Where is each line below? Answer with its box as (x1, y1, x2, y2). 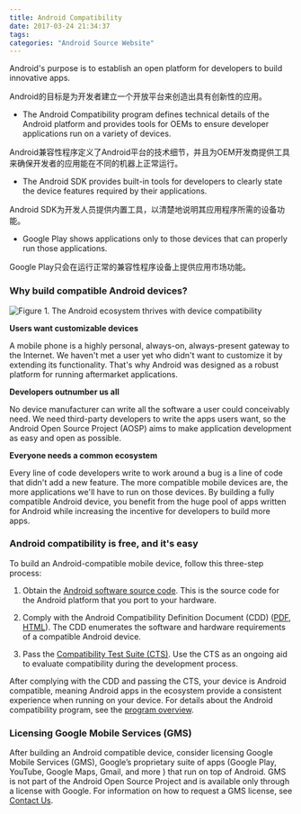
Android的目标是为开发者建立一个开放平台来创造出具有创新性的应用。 (9, 91, 267, 102)
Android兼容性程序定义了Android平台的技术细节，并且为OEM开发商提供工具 (9, 147, 290, 158)
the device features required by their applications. (22, 185, 208, 196)
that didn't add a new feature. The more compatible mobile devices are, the (9, 476, 288, 487)
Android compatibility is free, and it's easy (9, 538, 199, 550)
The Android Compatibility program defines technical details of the (22, 109, 270, 120)
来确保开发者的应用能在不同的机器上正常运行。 (9, 158, 182, 169)
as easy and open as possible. (9, 432, 122, 443)
